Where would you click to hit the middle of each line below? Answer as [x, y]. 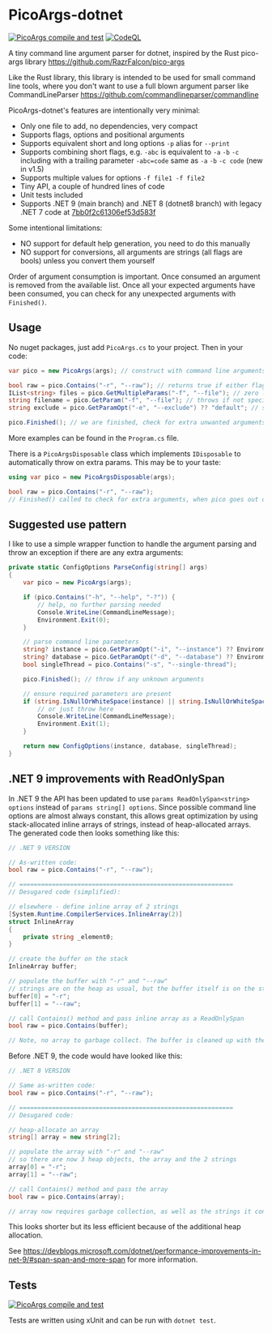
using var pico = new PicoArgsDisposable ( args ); [92, 477]
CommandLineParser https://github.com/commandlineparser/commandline [134, 94]
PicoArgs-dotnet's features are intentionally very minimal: [104, 110]
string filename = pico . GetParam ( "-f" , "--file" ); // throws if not [126, 400]
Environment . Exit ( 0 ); [74, 620]
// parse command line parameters [81, 642]
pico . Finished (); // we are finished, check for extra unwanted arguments [137, 423]
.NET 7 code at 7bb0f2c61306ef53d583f [88, 211]
